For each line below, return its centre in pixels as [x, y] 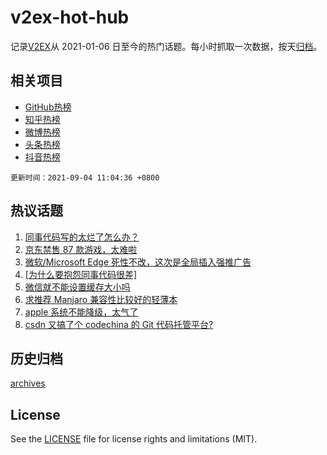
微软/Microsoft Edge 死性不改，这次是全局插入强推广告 [138, 262]
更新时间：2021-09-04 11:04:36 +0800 [85, 177]
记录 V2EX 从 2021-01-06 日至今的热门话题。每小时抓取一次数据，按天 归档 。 [166, 46]
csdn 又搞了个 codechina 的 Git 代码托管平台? [119, 324]
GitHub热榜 [48, 107]
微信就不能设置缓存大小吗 [77, 287]
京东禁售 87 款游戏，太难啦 [81, 249]
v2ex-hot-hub [70, 17]
